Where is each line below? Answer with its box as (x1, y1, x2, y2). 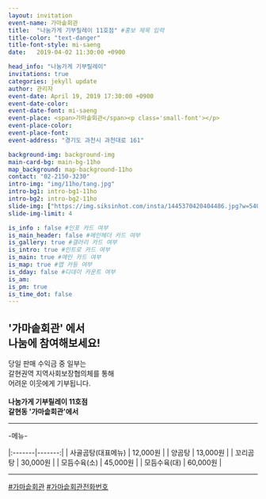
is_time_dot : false (8, 290, 73, 298)
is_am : (8, 275, 30, 284)
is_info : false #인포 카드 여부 (8, 223, 108, 232)
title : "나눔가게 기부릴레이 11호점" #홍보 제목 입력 (8, 26, 165, 34)
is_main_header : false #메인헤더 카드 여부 (8, 231, 141, 239)
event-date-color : (8, 100, 69, 108)
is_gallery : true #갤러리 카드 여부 (8, 238, 117, 246)
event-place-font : (8, 129, 69, 137)
